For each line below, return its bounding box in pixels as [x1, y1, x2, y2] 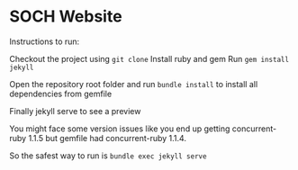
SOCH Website [9, 6, 123, 27]
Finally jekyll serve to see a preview [9, 105, 141, 116]
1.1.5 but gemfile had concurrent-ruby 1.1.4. [28, 132, 187, 143]
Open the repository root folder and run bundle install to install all [9, 78, 258, 89]
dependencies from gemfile [9, 88, 113, 99]
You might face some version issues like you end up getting [9, 123, 230, 134]
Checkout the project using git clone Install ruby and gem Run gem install [9, 53, 290, 64]
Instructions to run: [9, 36, 80, 47]
